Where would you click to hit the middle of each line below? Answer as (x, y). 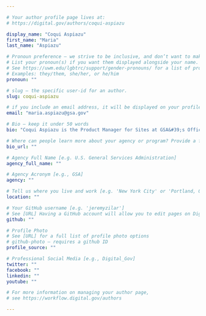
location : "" (23, 197)
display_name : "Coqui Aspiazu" (46, 34)
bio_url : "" (21, 147)
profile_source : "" (31, 248)
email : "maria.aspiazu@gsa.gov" (48, 113)
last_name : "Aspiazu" (34, 46)
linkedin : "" (23, 276)
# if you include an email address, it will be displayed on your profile (104, 107)
